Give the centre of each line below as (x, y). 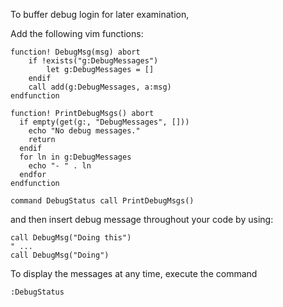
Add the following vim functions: (77, 33)
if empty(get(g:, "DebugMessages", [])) (104, 122)
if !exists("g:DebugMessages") (93, 61)
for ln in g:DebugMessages (75, 157)
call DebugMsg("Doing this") (71, 238)
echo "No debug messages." (84, 131)
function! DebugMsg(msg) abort (75, 52)
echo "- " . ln (60, 166)
